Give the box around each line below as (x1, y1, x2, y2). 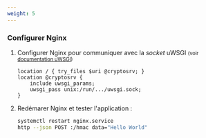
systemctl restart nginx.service (17, 117, 114, 124)
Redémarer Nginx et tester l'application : (17, 104, 133, 112)
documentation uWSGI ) (17, 56, 73, 63)
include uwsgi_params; (30, 80, 95, 87)
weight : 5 (7, 10, 36, 17)
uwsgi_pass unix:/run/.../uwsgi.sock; (30, 86, 142, 93)
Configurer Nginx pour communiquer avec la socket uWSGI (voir (17, 48, 199, 57)
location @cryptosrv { (17, 74, 83, 81)
